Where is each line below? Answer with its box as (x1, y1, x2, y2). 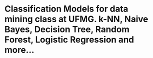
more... (4, 44, 35, 56)
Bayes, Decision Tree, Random (4, 24, 130, 35)
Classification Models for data (4, 3, 129, 14)
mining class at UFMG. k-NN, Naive (4, 14, 149, 25)
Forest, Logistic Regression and (4, 34, 134, 45)
